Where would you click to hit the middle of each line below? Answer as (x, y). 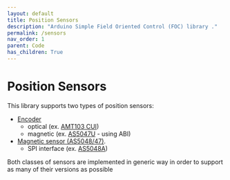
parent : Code (26, 46)
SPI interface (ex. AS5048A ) (68, 148)
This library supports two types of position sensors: (80, 105)
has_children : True (35, 53)
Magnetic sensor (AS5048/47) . (61, 141)
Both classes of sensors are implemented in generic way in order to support (115, 162)
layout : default (30, 13)
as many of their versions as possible (60, 169)
